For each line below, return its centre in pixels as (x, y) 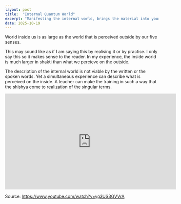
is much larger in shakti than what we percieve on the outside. (67, 62)
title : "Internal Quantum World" (40, 14)
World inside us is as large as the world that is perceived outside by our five (81, 37)
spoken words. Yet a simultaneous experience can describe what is (73, 76)
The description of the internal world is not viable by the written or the (75, 72)
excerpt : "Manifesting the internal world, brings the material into (77, 19)
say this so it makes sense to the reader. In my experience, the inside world (80, 57)
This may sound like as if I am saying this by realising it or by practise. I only (81, 52)
